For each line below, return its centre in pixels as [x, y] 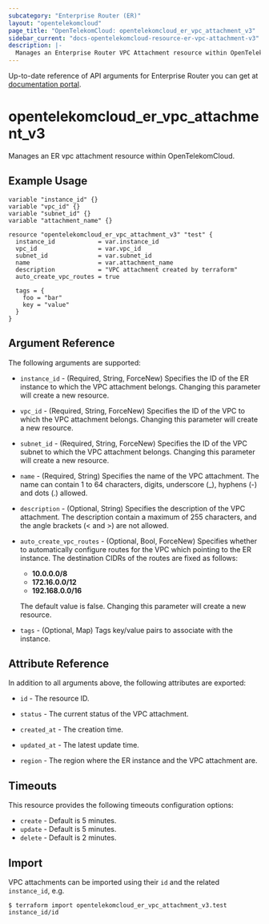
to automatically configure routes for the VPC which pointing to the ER [136, 549]
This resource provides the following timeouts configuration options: [121, 805]
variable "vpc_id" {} [44, 206]
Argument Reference [62, 343]
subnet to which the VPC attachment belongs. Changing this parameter [137, 452]
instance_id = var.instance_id [87, 241]
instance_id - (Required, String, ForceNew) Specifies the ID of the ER [134, 378]
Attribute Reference [59, 663]
